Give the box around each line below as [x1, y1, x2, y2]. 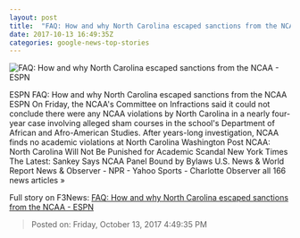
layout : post [9, 13, 58, 22]
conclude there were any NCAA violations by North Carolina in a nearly [9, 108, 271, 119]
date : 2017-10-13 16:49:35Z [9, 30, 114, 38]
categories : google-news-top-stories [9, 38, 150, 47]
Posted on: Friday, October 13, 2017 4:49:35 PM [30, 219, 208, 230]
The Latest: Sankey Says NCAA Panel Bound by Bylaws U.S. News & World [9, 156, 285, 166]
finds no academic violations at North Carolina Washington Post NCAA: [9, 137, 271, 148]
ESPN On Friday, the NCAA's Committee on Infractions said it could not [9, 99, 271, 110]
